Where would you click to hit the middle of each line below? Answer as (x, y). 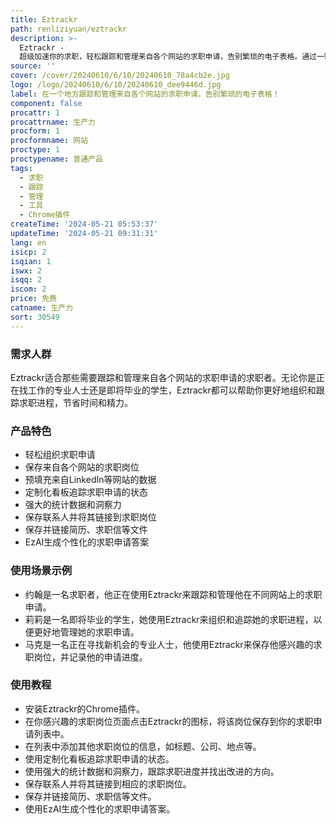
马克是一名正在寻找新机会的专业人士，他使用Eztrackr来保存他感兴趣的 (169, 644)
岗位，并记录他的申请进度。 (90, 657)
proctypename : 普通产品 (56, 159)
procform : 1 (35, 131)
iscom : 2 (28, 289)
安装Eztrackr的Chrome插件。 (84, 708)
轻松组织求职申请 (60, 455)
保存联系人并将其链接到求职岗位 (90, 517)
